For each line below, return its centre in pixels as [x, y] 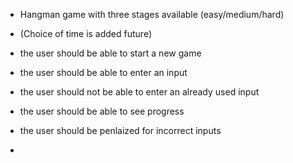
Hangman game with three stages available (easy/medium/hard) [152, 14]
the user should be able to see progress [102, 111]
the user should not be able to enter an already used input [139, 92]
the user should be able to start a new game [110, 53]
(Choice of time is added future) [86, 33]
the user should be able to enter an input [103, 72]
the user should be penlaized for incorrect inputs [120, 130]
